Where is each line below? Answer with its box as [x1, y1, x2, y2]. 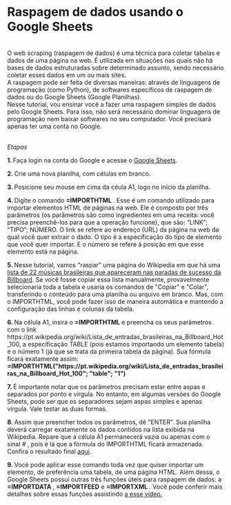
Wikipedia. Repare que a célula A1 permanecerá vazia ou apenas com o [7, 432, 210, 441]
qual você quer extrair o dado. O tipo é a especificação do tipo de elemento [7, 232, 222, 241]
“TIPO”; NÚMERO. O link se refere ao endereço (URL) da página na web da [7, 225, 219, 234]
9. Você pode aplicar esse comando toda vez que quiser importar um [7, 460, 204, 468]
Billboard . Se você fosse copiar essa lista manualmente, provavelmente [7, 275, 210, 283]
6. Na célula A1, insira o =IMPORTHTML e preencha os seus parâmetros [7, 318, 212, 326]
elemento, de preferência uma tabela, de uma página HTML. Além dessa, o [7, 468, 220, 476]
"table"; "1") [89, 369, 126, 378]
